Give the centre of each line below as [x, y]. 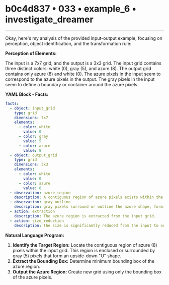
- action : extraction [32, 212]
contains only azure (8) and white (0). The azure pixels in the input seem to [83, 74]
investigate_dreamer [50, 19]
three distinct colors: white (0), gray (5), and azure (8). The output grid [78, 68]
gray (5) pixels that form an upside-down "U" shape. [67, 256]
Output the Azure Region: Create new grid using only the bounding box [87, 272]
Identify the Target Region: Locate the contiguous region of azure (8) [85, 245]
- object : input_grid [32, 108]
